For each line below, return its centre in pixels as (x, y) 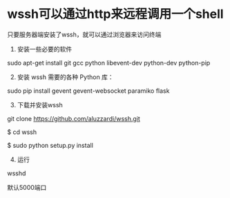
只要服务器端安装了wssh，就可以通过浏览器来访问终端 (84, 34)
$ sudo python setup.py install (50, 145)
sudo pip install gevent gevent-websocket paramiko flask (88, 91)
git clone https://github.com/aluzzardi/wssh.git (74, 118)
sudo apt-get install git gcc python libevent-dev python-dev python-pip (109, 63)
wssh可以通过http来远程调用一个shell (115, 14)
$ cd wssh (22, 132)
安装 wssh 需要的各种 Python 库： (65, 77)
